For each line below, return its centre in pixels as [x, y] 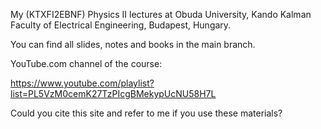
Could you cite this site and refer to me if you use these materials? [146, 113]
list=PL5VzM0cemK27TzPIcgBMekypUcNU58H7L [113, 93]
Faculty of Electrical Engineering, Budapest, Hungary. [121, 25]
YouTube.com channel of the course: [86, 63]
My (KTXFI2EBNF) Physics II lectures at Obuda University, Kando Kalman [161, 14]
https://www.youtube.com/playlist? [82, 83]
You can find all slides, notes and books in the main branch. [133, 44]
